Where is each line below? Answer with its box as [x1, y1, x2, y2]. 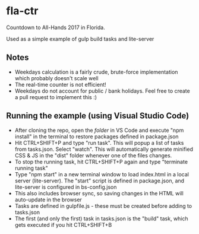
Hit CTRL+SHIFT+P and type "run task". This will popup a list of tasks [14, 139, 184, 146]
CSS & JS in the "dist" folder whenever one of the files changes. [14, 151, 172, 159]
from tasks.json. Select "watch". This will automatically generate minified [14, 146, 193, 153]
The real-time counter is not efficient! [14, 81, 107, 88]
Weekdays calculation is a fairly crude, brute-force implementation [14, 68, 178, 75]
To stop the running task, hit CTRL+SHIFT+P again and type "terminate [14, 158, 188, 165]
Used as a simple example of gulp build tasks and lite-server [6, 35, 154, 42]
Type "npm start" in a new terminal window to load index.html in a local [14, 170, 189, 178]
